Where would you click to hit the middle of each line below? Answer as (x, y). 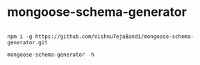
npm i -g (20, 36)
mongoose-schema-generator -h (51, 55)
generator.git (28, 42)
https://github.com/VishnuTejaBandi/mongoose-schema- (115, 36)
